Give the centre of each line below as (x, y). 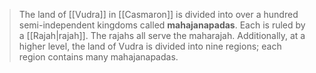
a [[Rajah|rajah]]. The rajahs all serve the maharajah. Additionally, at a (162, 35)
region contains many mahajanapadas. (98, 57)
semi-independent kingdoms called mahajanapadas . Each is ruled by (162, 25)
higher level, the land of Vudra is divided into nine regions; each (150, 46)
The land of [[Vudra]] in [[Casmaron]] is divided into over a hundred (158, 14)
